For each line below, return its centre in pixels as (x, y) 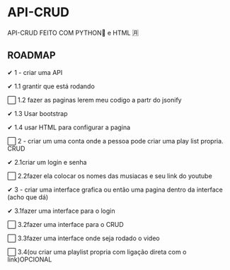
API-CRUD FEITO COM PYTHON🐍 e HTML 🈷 (73, 33)
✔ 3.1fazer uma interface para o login (61, 211)
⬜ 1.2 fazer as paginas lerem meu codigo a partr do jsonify (94, 100)
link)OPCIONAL (30, 259)
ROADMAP (31, 55)
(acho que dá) (28, 197)
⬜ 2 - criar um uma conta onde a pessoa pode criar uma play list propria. (116, 141)
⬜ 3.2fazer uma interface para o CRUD (65, 224)
